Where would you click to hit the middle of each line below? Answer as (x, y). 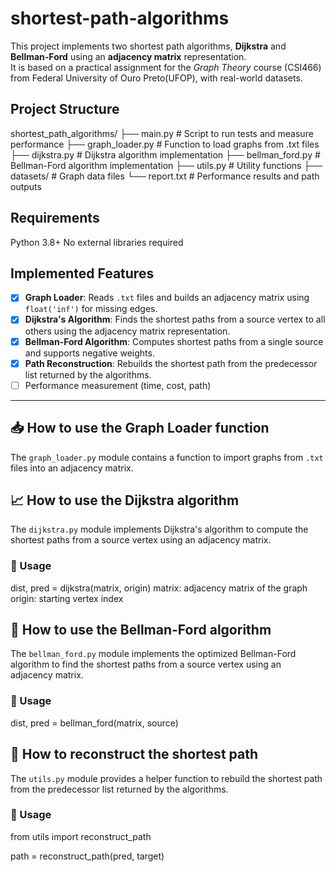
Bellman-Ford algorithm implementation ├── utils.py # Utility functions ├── (166, 165)
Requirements (55, 218)
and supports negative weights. (89, 353)
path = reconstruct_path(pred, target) (87, 856)
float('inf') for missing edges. (91, 309)
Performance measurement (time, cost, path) (118, 385)
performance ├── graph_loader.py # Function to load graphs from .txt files (165, 144)
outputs (26, 186)
